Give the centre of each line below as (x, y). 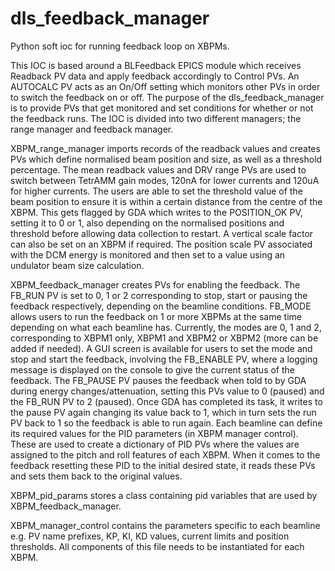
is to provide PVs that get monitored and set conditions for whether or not (162, 108)
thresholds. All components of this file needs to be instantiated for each (157, 546)
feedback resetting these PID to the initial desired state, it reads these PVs (163, 465)
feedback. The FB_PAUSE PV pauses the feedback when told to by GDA (158, 380)
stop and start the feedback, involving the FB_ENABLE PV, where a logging (164, 359)
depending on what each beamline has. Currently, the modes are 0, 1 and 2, (166, 327)
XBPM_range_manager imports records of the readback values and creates (165, 148)
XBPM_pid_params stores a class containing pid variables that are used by (164, 495)
